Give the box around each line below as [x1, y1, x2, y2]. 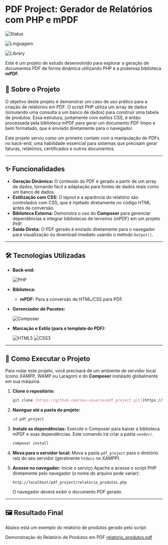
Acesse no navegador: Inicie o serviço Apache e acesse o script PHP [12, 465, 156, 471]
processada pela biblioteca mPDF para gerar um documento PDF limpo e [5, 119, 156, 126]
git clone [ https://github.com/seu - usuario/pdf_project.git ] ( [12, 398, 145, 403]
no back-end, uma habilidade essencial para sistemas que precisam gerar [5, 140, 157, 146]
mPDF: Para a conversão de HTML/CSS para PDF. [19, 296, 123, 302]
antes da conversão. [12, 205, 55, 211]
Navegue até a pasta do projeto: [12, 407, 80, 413]
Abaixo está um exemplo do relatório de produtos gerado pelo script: [5, 524, 147, 530]
